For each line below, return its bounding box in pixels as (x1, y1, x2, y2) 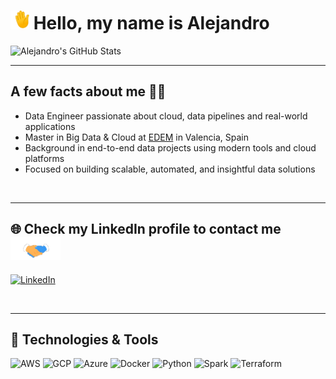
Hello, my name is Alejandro (33, 12, 270, 35)
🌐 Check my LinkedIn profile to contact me (10, 221, 282, 238)
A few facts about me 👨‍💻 (10, 83, 167, 100)
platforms (24, 152, 65, 164)
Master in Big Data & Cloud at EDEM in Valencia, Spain (24, 131, 249, 143)
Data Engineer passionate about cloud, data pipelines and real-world (24, 110, 308, 122)
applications (24, 120, 76, 132)
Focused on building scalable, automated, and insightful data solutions (24, 163, 316, 175)
